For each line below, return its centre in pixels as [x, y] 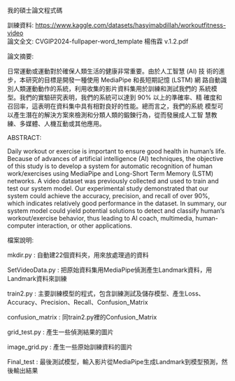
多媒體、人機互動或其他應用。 [62, 124]
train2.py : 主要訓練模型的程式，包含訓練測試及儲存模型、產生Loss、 [106, 293]
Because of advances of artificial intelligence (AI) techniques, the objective [115, 159]
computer [21, 226]
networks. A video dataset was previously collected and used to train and [113, 181]
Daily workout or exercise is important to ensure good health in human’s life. [116, 151]
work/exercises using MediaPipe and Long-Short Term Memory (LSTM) [111, 173]
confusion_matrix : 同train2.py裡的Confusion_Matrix [82, 317]
